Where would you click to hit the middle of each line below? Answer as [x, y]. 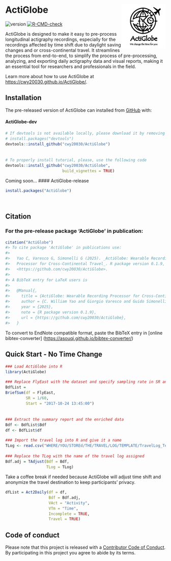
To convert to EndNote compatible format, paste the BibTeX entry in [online [84, 333]
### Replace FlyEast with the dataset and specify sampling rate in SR [83, 382]
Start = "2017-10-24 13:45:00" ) [60, 403]
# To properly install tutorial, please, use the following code [76, 160]
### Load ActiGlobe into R [34, 367]
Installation [23, 98]
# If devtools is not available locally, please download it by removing [85, 133]
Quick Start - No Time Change [54, 354]
